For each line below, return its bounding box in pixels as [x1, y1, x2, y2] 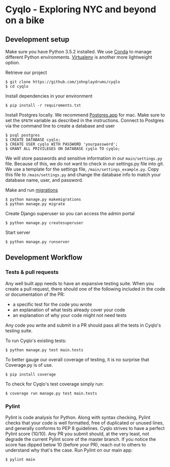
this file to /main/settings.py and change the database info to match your [5, 172, 161, 178]
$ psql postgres [5, 133, 40, 138]
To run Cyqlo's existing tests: [5, 338, 67, 344]
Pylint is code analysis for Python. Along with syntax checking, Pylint [5, 414, 151, 420]
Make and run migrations [5, 187, 58, 193]
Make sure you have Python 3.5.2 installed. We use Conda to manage [5, 49, 152, 54]
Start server [5, 230, 31, 235]
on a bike [5, 14, 45, 26]
